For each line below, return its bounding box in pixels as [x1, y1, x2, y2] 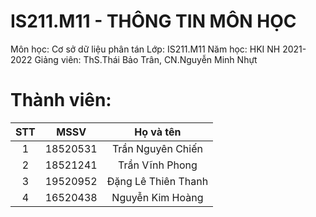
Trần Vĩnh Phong [118, 158, 198, 172]
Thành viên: [10, 89, 112, 112]
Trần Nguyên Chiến [111, 141, 203, 155]
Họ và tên [134, 125, 182, 139]
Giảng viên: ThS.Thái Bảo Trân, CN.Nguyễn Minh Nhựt [34, 53, 258, 65]
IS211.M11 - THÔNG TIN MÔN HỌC [10, 10, 297, 33]
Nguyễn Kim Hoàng [111, 190, 204, 204]
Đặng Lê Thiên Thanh [106, 174, 209, 188]
